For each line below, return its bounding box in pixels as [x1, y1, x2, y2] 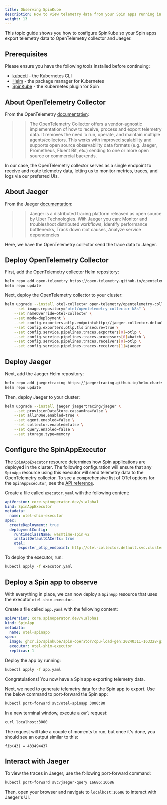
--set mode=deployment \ [14, 316, 66, 321]
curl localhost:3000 [5, 719, 48, 724]
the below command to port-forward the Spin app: [5, 691, 108, 697]
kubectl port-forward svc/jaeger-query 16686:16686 [5, 780, 114, 785]
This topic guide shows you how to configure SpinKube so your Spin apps [5, 30, 157, 36]
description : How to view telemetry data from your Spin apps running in [5, 12, 162, 17]
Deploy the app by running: [5, 657, 61, 663]
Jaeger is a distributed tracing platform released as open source [29, 210, 162, 216]
